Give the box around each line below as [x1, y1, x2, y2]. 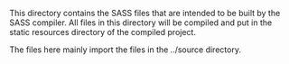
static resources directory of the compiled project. [9, 27, 197, 37]
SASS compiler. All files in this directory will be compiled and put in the [9, 17, 273, 28]
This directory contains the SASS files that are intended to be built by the [9, 8, 281, 18]
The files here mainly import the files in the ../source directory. [9, 44, 242, 55]
